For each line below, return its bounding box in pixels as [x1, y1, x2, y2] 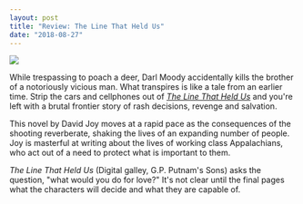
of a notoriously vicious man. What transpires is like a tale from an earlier [9, 82, 283, 92]
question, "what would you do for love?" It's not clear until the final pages [9, 174, 285, 186]
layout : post [9, 13, 59, 23]
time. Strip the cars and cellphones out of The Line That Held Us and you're [9, 92, 293, 102]
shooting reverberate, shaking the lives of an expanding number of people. [9, 128, 290, 139]
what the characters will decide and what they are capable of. [9, 184, 241, 195]
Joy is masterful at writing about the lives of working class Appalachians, [9, 138, 284, 149]
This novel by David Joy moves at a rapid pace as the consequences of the [9, 119, 291, 130]
